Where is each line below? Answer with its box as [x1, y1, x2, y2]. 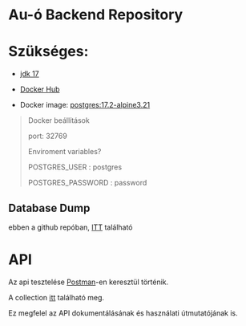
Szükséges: [8, 43, 89, 61]
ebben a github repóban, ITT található [8, 222, 134, 232]
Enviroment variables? [27, 147, 102, 157]
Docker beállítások [27, 116, 90, 125]
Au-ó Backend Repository [8, 6, 183, 24]
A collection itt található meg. [8, 292, 105, 302]
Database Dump [8, 201, 91, 214]
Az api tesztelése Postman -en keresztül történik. [8, 277, 169, 287]
